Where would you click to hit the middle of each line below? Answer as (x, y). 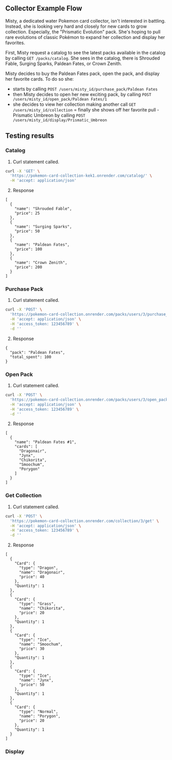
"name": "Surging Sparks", (43, 227)
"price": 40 (31, 577)
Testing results (30, 136)
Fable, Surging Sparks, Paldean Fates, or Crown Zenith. (64, 63)
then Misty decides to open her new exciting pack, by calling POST (82, 94)
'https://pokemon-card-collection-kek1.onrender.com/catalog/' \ (81, 176)
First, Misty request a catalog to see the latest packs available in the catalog (85, 52)
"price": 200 (28, 267)
